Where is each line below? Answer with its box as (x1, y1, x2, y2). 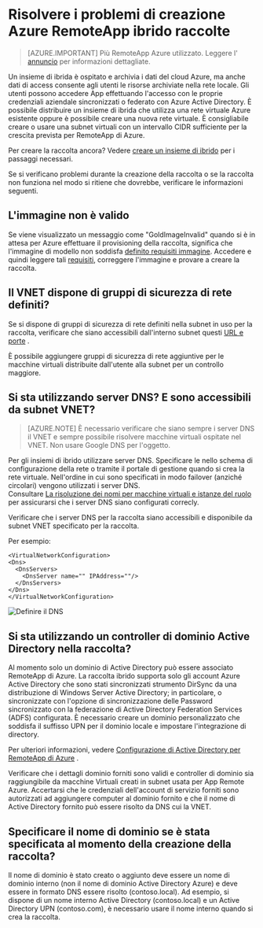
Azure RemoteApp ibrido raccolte (8, 22, 231, 40)
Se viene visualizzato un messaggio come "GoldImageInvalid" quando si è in (8, 230, 256, 239)
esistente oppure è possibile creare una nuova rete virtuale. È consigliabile (8, 113, 249, 123)
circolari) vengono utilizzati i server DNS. (8, 481, 141, 490)
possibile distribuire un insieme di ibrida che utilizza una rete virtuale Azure (8, 105, 251, 115)
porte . (8, 336, 30, 346)
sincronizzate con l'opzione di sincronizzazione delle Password (8, 697, 214, 706)
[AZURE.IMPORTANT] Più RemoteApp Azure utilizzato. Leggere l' (27, 48, 238, 57)
